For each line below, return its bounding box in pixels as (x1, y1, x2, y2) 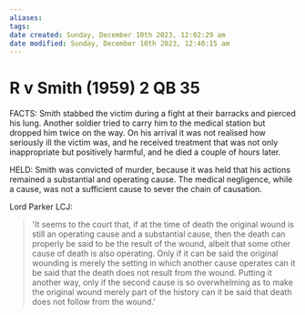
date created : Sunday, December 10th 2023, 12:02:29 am (9, 30, 226, 39)
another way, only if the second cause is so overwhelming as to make (31, 277, 293, 288)
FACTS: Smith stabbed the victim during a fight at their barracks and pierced (9, 108, 296, 119)
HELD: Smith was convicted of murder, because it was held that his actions (9, 165, 291, 176)
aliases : (9, 13, 43, 23)
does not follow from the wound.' (31, 297, 157, 308)
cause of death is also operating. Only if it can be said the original (31, 248, 279, 259)
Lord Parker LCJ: (9, 201, 73, 212)
